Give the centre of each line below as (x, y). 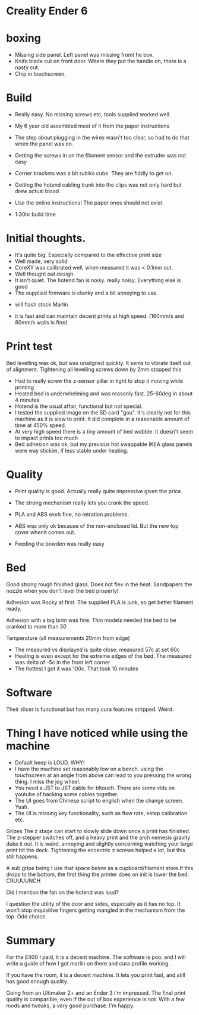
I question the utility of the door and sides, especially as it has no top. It (94, 903)
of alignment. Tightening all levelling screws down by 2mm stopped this (94, 369)
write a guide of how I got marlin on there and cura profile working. (88, 963)
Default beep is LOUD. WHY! (50, 762)
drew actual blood (37, 191)
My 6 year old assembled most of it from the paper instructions (92, 126)
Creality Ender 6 (47, 11)
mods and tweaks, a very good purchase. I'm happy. (70, 1005)
